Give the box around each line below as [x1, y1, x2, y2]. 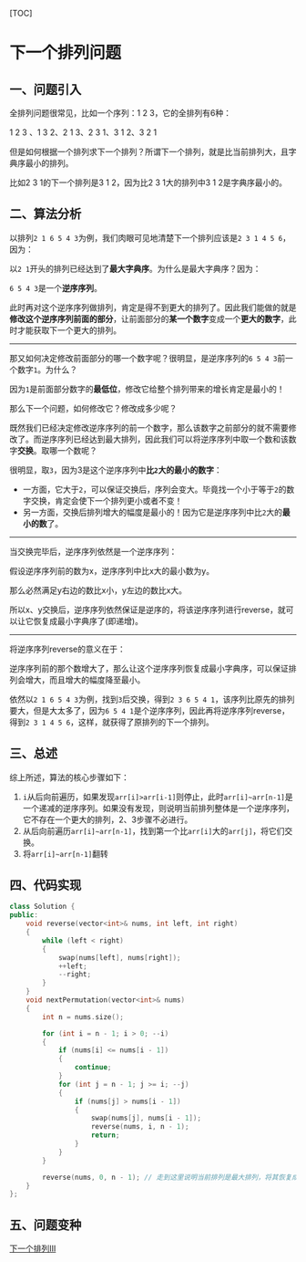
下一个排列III [9, 1243, 56, 1254]
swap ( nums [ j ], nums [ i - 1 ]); [90, 1113, 202, 1123]
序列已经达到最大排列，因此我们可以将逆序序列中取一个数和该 [56, 433, 289, 444]
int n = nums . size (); [42, 1012, 125, 1021]
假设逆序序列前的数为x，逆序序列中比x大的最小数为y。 [9, 565, 215, 576]
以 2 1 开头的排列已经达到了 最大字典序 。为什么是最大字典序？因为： [9, 263, 261, 274]
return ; [90, 1131, 120, 1140]
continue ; [74, 1063, 112, 1072]
